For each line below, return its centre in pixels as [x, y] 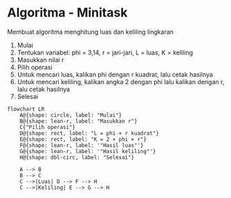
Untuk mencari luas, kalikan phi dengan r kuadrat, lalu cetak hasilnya [115, 75]
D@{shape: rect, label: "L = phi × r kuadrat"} [89, 133]
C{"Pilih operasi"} [48, 127]
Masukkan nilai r [40, 59]
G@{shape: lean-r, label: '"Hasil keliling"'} [88, 151]
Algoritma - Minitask [67, 13]
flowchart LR [26, 109]
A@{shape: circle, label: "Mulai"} [71, 115]
